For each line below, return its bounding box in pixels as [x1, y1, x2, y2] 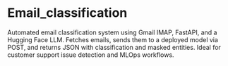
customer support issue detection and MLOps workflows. [7, 51, 174, 59]
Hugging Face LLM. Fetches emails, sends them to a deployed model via [7, 35, 219, 44]
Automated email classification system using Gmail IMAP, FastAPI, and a [7, 28, 217, 37]
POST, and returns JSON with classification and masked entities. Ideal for [7, 43, 221, 51]
